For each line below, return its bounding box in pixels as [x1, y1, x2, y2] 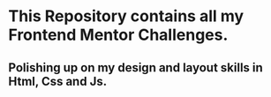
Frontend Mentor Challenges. [8, 25, 229, 45]
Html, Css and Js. [8, 73, 108, 89]
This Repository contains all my [8, 6, 245, 26]
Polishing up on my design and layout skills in [8, 60, 264, 75]
